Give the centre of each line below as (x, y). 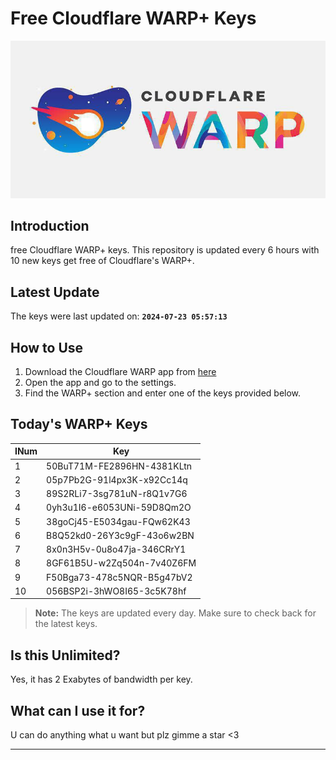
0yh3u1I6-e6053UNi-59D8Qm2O (119, 508)
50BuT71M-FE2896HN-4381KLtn (119, 466)
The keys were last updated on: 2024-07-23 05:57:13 (119, 316)
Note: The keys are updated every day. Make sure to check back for (175, 613)
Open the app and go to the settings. (100, 383)
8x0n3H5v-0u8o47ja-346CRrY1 (116, 549)
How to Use (47, 347)
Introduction (50, 226)
